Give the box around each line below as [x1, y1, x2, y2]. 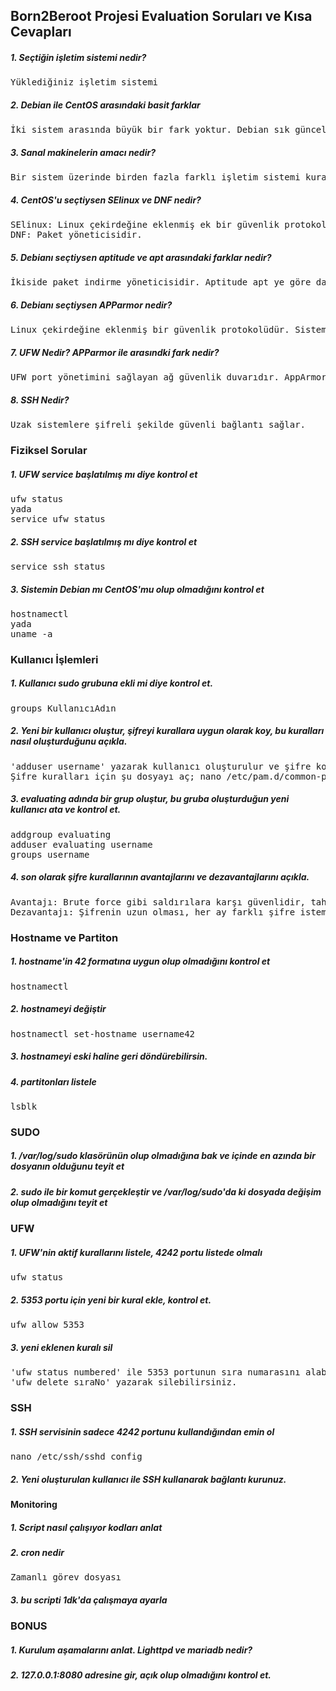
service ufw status [10, 514, 106, 525]
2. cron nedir [10, 1546, 65, 1558]
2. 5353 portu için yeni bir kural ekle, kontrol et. [10, 1294, 212, 1306]
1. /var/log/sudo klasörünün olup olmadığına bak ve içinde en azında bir [10, 1150, 316, 1162]
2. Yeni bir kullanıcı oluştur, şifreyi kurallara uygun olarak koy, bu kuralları [10, 725, 325, 737]
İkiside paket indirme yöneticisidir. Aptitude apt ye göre [10, 277, 312, 288]
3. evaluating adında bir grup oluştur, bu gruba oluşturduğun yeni [10, 793, 290, 805]
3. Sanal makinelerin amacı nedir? [10, 146, 157, 158]
